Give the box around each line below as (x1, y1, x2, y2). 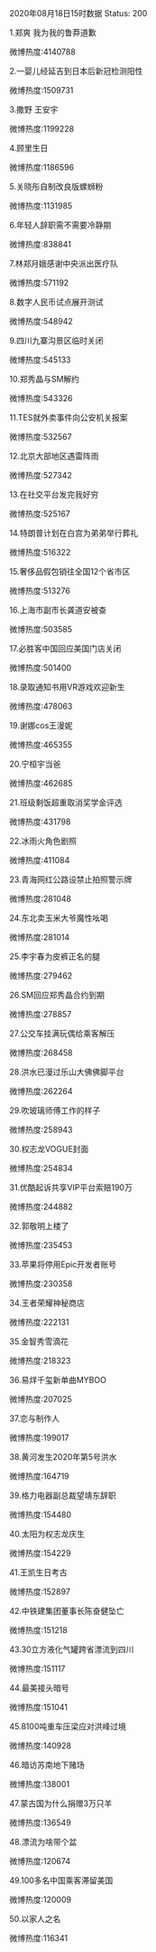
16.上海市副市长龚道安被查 (9, 605, 106, 615)
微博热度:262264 (9, 1086, 74, 1096)
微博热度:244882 (9, 1201, 74, 1212)
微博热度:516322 (9, 547, 71, 557)
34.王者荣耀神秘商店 (9, 1298, 86, 1308)
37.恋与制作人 (9, 1413, 60, 1424)
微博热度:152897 (9, 1586, 70, 1597)
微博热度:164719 (9, 1471, 69, 1481)
